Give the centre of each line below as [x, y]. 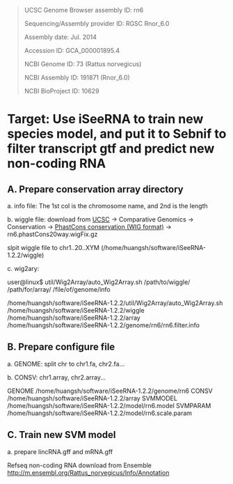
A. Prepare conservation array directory [96, 189]
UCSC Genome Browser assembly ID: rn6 [84, 10]
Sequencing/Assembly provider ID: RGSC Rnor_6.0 [97, 23]
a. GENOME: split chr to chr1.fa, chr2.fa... [66, 364]
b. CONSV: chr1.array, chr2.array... [57, 377]
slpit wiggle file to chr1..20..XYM [53, 248]
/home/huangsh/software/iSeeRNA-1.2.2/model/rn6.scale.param [100, 413]
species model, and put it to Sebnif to [117, 134]
